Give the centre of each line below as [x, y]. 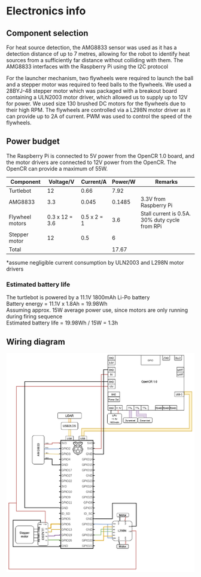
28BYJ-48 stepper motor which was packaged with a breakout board [92, 91]
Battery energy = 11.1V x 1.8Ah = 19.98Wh [57, 304]
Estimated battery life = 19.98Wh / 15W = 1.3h [62, 323]
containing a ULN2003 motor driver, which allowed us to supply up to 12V [97, 97]
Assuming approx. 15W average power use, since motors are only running [97, 310]
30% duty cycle [160, 220]
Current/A [94, 182]
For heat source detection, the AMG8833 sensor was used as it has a [92, 47]
